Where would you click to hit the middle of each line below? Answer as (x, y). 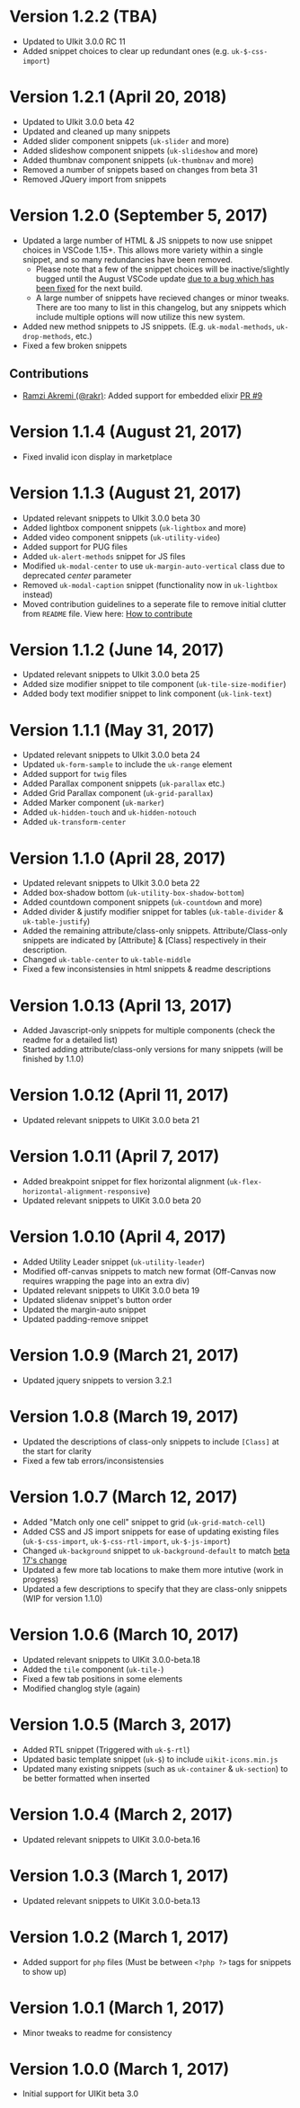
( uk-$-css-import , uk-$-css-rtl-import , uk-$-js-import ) (126, 1541)
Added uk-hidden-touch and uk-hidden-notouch (109, 812)
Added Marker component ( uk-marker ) (93, 803)
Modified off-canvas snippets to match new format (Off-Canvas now (149, 1272)
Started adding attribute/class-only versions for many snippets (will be (153, 1050)
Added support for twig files (75, 774)
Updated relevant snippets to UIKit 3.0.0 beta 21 (111, 1121)
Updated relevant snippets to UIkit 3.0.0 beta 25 (111, 674)
